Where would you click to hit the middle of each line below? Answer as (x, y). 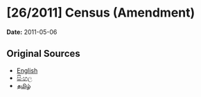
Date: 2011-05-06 (32, 32)
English (27, 70)
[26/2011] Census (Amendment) (101, 13)
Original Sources (43, 54)
